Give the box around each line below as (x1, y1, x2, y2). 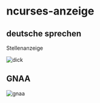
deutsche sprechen (6, 28, 82, 39)
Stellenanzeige (6, 44, 44, 51)
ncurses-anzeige (6, 4, 95, 18)
